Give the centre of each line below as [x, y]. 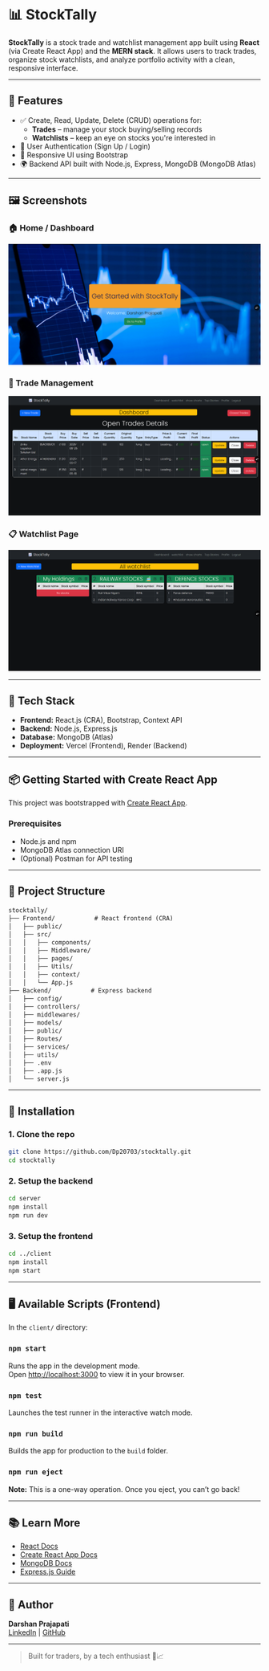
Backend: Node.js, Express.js [68, 729]
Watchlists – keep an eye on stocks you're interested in [124, 137]
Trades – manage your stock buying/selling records [117, 129]
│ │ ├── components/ [50, 943]
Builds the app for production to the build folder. [88, 1451]
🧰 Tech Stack [42, 701]
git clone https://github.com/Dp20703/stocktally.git [100, 1152]
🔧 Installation [42, 1111]
